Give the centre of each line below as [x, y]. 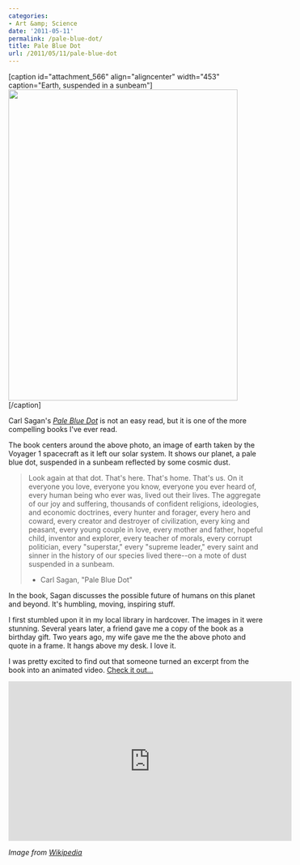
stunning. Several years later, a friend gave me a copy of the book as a [126, 628]
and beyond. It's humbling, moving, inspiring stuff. [92, 604]
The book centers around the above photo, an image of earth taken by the [132, 445]
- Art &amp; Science [43, 24]
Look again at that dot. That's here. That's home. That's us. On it [136, 478]
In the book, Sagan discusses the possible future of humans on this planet [132, 595]
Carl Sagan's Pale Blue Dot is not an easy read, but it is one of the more [127, 421]
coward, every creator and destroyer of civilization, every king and [139, 521]
